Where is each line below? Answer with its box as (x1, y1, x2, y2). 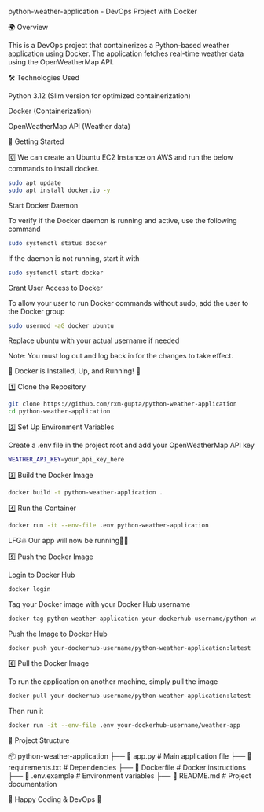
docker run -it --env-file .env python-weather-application (8, 521, 210, 529)
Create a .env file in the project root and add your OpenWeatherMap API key (8, 440, 255, 450)
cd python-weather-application (8, 408, 111, 416)
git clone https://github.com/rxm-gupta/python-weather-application (8, 400, 237, 408)
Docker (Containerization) (8, 106, 92, 116)
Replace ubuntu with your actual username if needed (8, 336, 180, 345)
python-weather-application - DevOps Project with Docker (8, 7, 198, 16)
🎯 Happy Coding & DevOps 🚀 (8, 795, 102, 804)
